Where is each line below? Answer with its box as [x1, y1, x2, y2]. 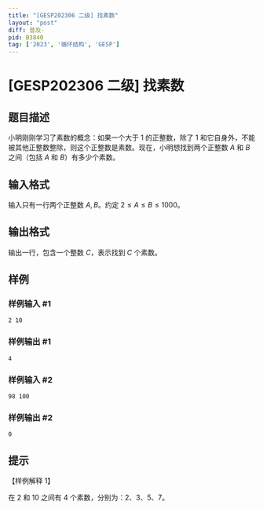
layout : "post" [8, 19, 58, 27]
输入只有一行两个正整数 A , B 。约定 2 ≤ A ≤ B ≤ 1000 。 [8, 200, 184, 209]
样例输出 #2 [8, 412, 53, 423]
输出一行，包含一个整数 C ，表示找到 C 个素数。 [8, 247, 163, 257]
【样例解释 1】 [8, 476, 55, 485]
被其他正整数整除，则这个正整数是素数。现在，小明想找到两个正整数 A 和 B [8, 143, 250, 152]
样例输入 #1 [8, 298, 51, 309]
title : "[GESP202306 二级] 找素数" [8, 11, 119, 20]
